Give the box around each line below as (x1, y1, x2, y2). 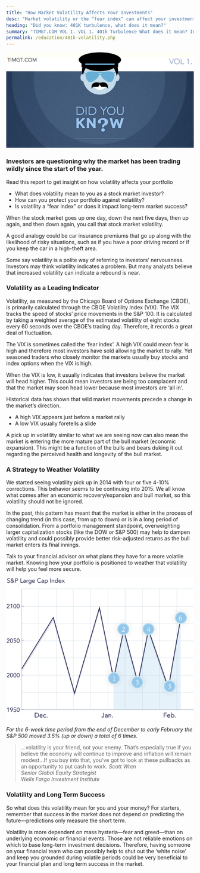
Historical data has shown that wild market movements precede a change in (6, 395, 192, 402)
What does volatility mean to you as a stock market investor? (14, 190, 164, 197)
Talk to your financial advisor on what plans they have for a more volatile (6, 553, 184, 560)
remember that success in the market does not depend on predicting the (6, 810, 185, 817)
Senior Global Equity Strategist (20, 769, 96, 776)
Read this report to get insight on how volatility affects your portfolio (6, 178, 173, 185)
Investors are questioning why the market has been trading (6, 157, 180, 165)
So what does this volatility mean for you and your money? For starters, (6, 804, 182, 811)
